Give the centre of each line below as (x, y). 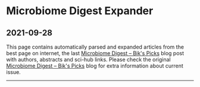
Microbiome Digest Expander (80, 11)
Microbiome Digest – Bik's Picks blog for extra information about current (95, 66)
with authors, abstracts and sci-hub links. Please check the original (88, 59)
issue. (13, 72)
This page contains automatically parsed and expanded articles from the (95, 47)
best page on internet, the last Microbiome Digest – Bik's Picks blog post (95, 53)
